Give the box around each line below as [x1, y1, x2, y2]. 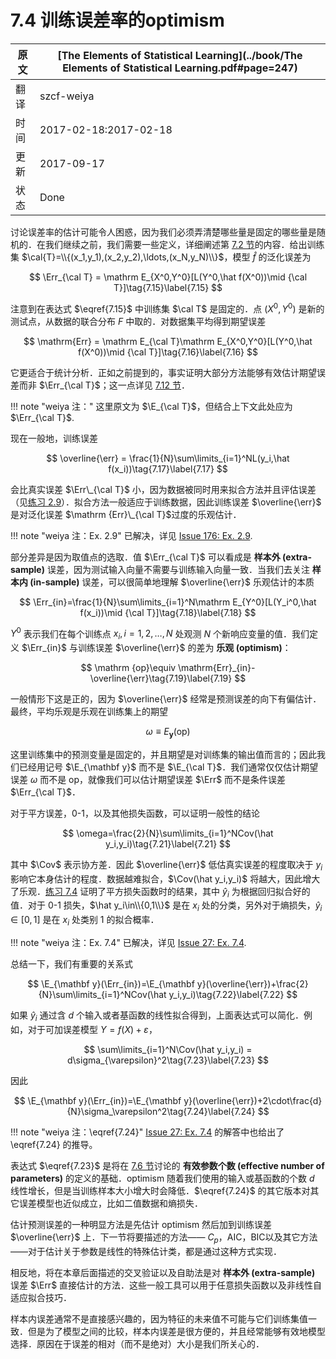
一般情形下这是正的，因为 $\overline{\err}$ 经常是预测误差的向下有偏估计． [10, 693, 322, 705]
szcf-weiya [39, 89, 95, 103]
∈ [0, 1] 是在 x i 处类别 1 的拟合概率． [10, 914, 160, 928]
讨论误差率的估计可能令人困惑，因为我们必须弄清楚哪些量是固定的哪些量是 [10, 226, 317, 238]
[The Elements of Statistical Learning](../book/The [57, 48, 303, 62]
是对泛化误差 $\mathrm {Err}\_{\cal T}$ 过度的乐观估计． [10, 508, 242, 520]
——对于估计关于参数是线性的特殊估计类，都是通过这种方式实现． [10, 1245, 282, 1257]
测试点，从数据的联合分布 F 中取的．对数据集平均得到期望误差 [10, 315, 267, 327]
